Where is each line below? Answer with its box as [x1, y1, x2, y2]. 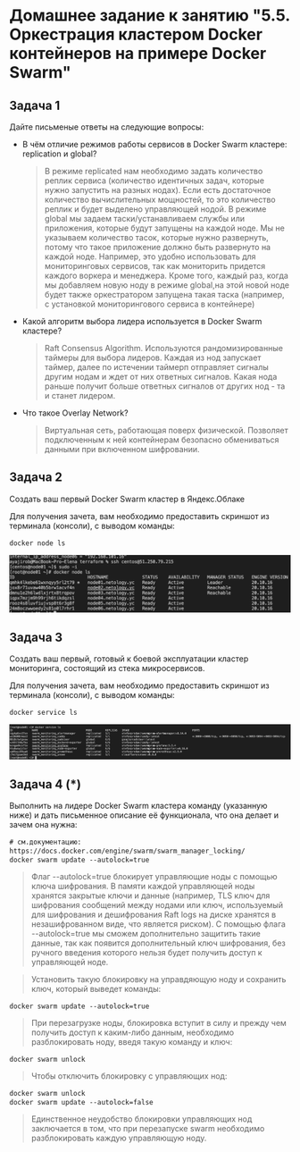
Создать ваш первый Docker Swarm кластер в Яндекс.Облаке [9, 493, 246, 504]
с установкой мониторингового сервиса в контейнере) [44, 299, 255, 309]
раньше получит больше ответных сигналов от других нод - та [44, 381, 286, 391]
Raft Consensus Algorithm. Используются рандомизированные [44, 343, 284, 353]
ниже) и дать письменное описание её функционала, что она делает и [9, 810, 279, 820]
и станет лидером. [44, 391, 116, 400]
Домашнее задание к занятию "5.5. [9, 5, 290, 26]
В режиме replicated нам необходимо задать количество [44, 166, 263, 176]
